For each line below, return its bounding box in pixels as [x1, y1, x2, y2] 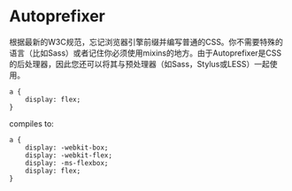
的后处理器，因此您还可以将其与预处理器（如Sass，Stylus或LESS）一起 [9, 58, 270, 69]
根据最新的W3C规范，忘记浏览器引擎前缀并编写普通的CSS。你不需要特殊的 [9, 36, 283, 47]
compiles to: [9, 118, 55, 129]
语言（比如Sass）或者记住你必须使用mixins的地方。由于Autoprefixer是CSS [9, 47, 282, 58]
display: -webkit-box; [25, 143, 109, 152]
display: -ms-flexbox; [25, 158, 109, 167]
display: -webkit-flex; [25, 150, 113, 160]
